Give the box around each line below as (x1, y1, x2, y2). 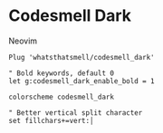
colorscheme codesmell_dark (8, 92, 115, 101)
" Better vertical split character (8, 108, 143, 118)
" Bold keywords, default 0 (8, 69, 115, 78)
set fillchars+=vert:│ (8, 116, 94, 125)
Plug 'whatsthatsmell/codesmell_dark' (8, 52, 155, 62)
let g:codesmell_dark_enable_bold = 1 (8, 76, 155, 86)
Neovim (8, 35, 38, 46)
